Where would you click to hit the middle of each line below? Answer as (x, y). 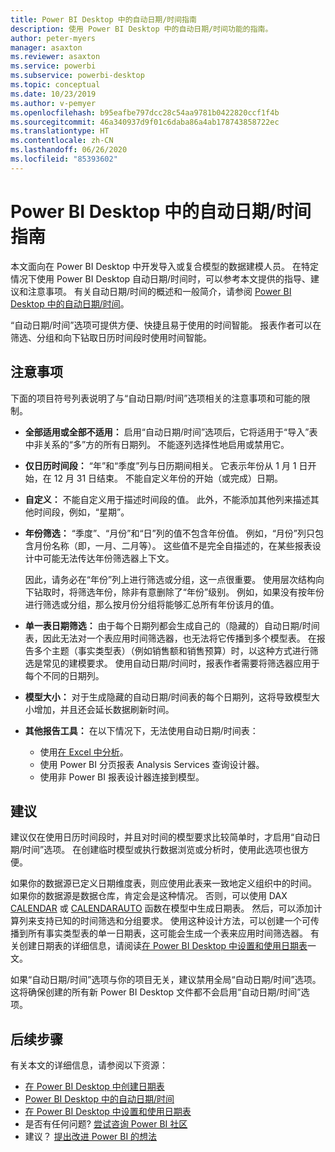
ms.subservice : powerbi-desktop (77, 76)
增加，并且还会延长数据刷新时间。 (104, 709)
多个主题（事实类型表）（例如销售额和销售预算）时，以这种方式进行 (171, 650)
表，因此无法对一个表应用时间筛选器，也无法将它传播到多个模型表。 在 (170, 638)
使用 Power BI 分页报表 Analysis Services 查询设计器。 (152, 764)
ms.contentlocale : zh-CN (62, 141)
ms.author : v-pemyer (53, 103)
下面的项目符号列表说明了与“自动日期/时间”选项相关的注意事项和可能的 (156, 398)
